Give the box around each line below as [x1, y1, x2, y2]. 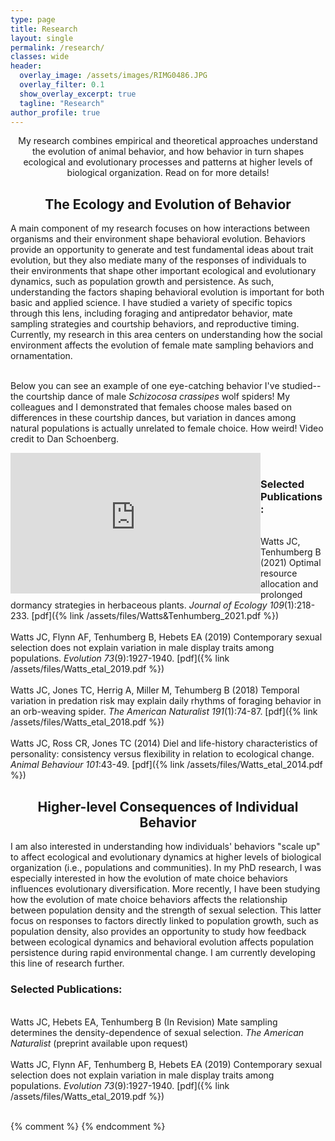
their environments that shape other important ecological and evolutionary [10, 265, 317, 277]
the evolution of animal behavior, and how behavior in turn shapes [31, 146, 305, 158]
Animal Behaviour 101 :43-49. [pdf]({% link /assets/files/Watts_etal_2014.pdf [10, 759, 323, 771]
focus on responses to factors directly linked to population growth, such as [10, 915, 319, 927]
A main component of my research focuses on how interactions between [10, 222, 310, 235]
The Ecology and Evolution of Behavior [44, 196, 292, 213]
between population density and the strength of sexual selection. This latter [10, 904, 322, 916]
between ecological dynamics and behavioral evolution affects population [10, 936, 314, 948]
